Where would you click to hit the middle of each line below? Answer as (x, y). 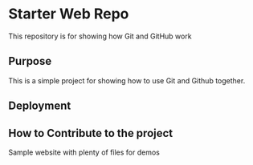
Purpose (30, 61)
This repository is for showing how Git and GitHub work (100, 36)
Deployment (40, 106)
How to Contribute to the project (91, 133)
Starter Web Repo (69, 14)
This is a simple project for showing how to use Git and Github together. (127, 80)
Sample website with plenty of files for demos (84, 152)
